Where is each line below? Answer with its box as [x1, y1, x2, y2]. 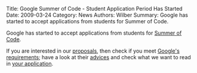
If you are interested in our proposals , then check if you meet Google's [6, 47, 180, 54]
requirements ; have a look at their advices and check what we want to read [6, 54, 191, 60]
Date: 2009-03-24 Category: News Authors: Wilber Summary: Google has [6, 11, 189, 19]
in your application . [6, 60, 54, 67]
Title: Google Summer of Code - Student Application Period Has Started [6, 5, 183, 12]
